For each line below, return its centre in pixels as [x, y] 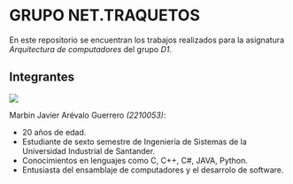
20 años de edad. [54, 132]
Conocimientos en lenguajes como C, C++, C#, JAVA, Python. [135, 160]
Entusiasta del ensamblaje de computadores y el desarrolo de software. [153, 170]
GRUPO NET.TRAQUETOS [105, 15]
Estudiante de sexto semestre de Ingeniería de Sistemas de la [135, 142]
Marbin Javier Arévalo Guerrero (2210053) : [88, 115]
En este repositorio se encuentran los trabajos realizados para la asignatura [147, 40]
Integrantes [42, 77]
